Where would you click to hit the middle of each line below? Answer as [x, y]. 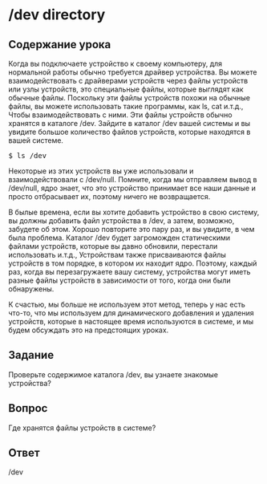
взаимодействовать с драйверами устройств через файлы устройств [128, 81]
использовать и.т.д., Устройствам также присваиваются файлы [117, 255]
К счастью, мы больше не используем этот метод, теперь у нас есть [127, 304]
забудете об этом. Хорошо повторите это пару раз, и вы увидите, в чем [131, 229]
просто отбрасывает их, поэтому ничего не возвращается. [109, 197]
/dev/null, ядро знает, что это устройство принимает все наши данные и [132, 188]
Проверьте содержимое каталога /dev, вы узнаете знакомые [113, 374]
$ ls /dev [27, 155]
